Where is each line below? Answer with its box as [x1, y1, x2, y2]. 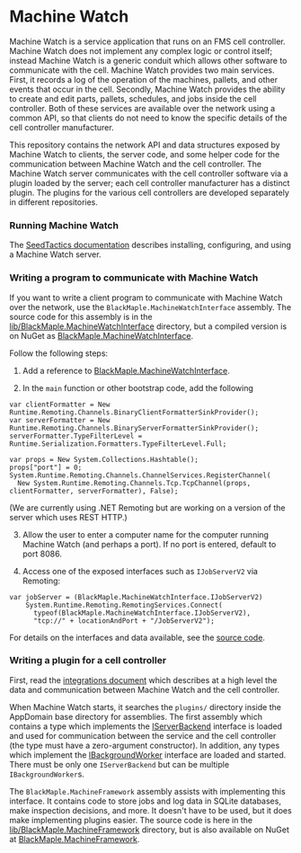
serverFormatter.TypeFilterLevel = [9, 431, 143, 440]
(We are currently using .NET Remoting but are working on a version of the [9, 502, 286, 513]
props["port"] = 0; [9, 463, 83, 472]
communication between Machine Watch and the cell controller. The [9, 158, 262, 169]
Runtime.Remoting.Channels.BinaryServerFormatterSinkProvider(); [9, 423, 259, 432]
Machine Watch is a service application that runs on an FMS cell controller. [9, 36, 286, 47]
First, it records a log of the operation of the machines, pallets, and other [9, 74, 279, 84]
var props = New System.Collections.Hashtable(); [9, 455, 199, 464]
